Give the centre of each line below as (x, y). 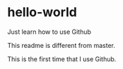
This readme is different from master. (61, 45)
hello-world (42, 12)
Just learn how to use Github (49, 32)
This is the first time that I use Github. (62, 59)
